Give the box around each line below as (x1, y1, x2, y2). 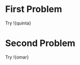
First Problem (5, 3, 62, 15)
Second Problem (5, 37, 75, 49)
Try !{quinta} (5, 20, 31, 26)
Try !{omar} (5, 54, 29, 60)
